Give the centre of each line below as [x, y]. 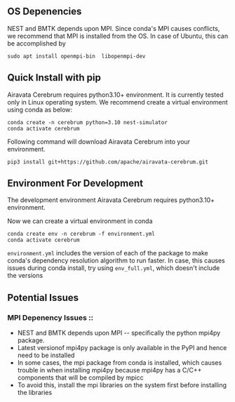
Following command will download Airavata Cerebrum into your [99, 141]
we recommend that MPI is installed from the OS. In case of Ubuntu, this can [118, 36]
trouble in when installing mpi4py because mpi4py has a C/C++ [109, 370]
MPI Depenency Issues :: [50, 317]
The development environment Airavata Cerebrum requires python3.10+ [111, 200]
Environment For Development [75, 183]
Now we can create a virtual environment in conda [80, 221]
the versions [25, 276]
